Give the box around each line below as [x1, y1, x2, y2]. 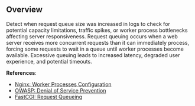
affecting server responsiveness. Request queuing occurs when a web [6, 32, 178, 40]
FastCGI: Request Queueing [14, 93, 83, 100]
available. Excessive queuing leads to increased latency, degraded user [6, 51, 180, 58]
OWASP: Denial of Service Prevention [14, 87, 106, 94]
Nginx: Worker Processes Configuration [14, 81, 112, 88]
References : [6, 69, 37, 76]
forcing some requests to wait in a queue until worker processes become [6, 45, 184, 52]
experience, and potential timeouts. [6, 58, 93, 65]
